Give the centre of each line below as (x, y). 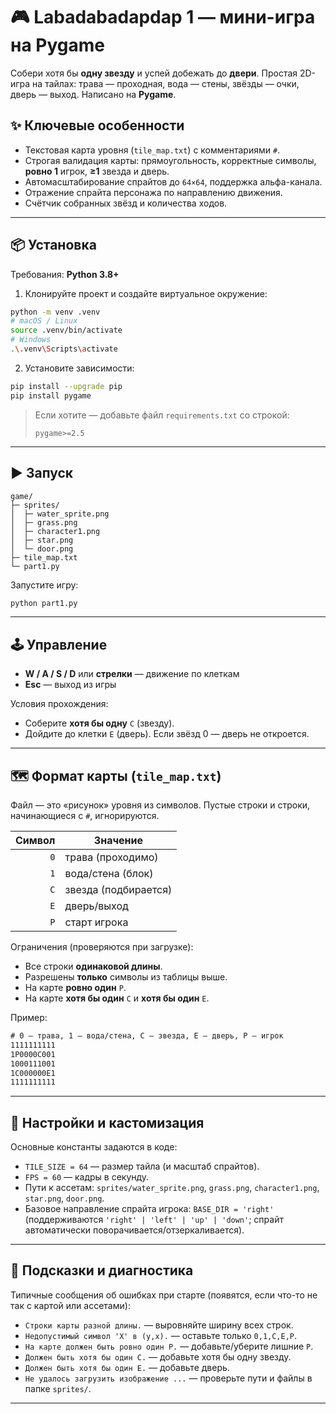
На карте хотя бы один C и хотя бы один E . (117, 998)
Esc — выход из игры (70, 685)
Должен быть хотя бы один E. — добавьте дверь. (127, 1367)
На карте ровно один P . (75, 987)
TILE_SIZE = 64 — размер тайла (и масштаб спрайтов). (142, 1166)
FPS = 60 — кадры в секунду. (87, 1177)
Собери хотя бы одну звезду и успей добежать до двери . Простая (154, 73)
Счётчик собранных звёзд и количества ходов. (126, 203)
